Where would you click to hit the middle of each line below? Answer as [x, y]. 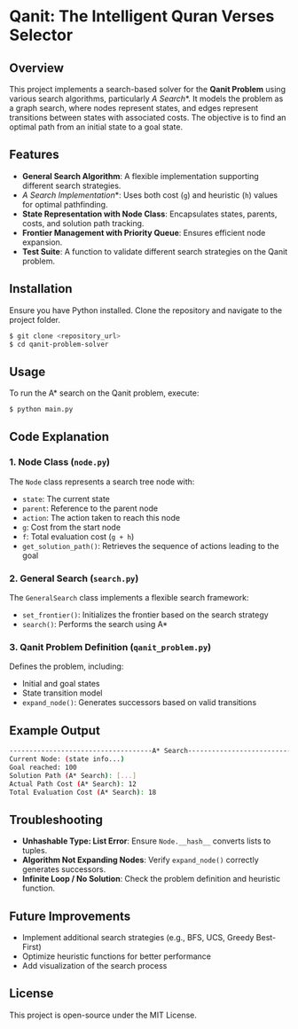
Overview [37, 68]
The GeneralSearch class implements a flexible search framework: [129, 598]
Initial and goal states [61, 684]
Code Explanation [59, 437]
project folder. [35, 319]
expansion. [42, 242]
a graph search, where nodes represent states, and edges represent [134, 108]
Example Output [55, 731]
